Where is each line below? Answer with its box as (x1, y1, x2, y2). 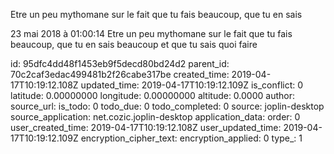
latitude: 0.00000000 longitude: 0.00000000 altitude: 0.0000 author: (10, 90, 295, 101)
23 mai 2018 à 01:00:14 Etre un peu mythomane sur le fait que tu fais (10, 28, 293, 39)
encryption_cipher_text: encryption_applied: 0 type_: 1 (80, 132, 303, 144)
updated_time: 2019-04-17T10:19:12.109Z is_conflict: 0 (80, 79, 304, 91)
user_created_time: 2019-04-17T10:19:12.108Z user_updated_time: (10, 122, 282, 133)
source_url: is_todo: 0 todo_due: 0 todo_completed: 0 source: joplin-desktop (10, 100, 325, 112)
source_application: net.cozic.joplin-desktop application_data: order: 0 (10, 111, 301, 123)
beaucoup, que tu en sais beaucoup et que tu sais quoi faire (10, 39, 258, 50)
